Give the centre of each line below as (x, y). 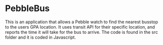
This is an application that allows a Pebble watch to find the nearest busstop (82, 22)
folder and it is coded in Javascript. (41, 37)
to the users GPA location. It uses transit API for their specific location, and (80, 27)
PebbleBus (27, 8)
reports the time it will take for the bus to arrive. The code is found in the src (81, 32)
